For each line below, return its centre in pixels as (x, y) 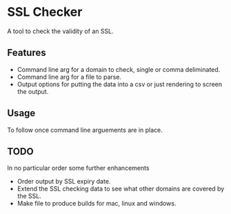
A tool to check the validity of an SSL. (60, 31)
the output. (33, 91)
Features (27, 53)
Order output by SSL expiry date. (64, 182)
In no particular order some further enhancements (78, 168)
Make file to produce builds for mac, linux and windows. (97, 204)
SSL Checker (45, 12)
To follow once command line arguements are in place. (85, 130)
